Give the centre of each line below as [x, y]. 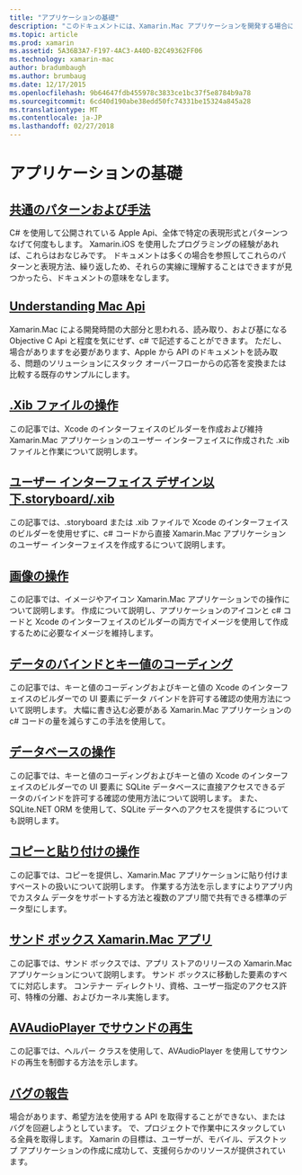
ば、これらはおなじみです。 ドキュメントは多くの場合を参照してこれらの [144, 255]
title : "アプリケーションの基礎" [64, 18]
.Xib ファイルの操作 [64, 405]
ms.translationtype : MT [54, 110]
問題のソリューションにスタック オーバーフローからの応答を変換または [155, 363]
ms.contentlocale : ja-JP [56, 118]
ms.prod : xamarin [42, 43]
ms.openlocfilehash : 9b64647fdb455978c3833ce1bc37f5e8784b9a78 [130, 93]
